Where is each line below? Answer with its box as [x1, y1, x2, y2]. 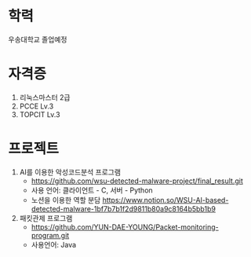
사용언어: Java [31, 240, 77, 249]
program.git [31, 230, 70, 240]
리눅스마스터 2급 [19, 92, 71, 102]
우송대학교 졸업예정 [8, 35, 67, 44]
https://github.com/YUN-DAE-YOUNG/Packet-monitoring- [31, 222, 219, 232]
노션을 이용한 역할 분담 [31, 195, 101, 204]
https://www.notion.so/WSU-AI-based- [102, 195, 229, 204]
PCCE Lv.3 [19, 101, 54, 111]
